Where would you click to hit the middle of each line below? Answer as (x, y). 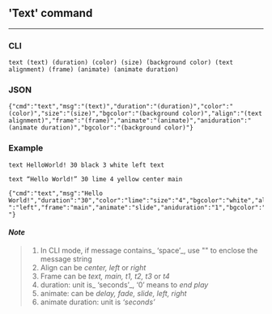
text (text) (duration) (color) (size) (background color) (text (121, 63)
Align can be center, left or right (93, 267)
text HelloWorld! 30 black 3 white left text (86, 165)
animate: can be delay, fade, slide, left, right (114, 293)
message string (66, 259)
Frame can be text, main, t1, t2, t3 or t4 (105, 276)
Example (26, 148)
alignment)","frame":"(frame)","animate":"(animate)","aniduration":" (130, 121)
